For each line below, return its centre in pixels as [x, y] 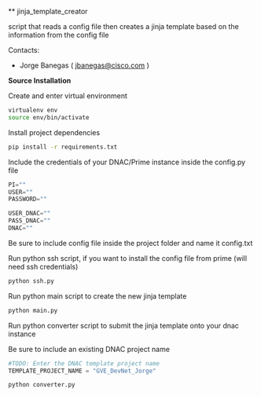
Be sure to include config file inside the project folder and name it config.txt [130, 243]
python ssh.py [31, 281]
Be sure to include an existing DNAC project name [89, 349]
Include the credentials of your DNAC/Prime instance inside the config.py [127, 162]
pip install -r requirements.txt [63, 147]
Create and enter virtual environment [68, 96]
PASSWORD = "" [28, 200]
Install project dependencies [54, 132]
